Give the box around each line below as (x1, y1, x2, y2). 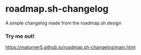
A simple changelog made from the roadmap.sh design (5, 20, 122, 26)
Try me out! (5, 33, 35, 40)
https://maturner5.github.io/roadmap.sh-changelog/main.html (5, 44, 136, 50)
